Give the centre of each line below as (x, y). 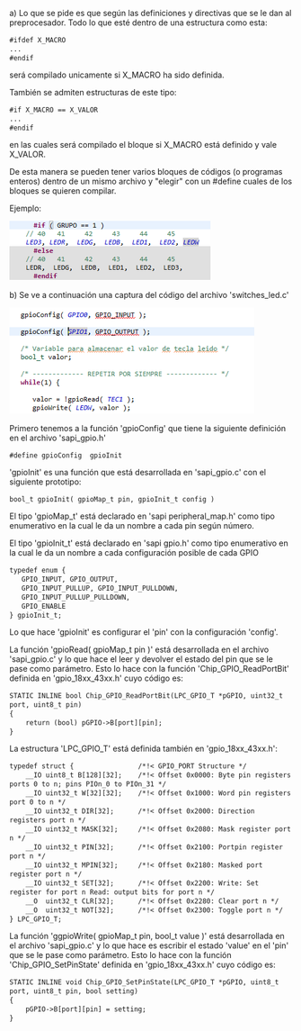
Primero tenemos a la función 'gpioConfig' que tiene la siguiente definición (148, 428)
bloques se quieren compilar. (63, 191)
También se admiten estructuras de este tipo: (93, 92)
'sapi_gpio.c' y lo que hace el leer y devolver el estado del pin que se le (142, 659)
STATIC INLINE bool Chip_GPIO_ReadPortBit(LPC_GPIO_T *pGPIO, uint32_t (146, 696)
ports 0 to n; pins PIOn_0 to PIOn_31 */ (88, 784)
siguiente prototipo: (45, 482)
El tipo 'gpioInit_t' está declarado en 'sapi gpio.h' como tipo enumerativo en (149, 543)
